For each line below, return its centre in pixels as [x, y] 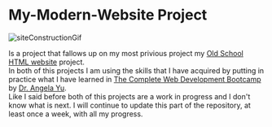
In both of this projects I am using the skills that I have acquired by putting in [136, 70]
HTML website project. [47, 62]
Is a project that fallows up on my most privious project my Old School [126, 53]
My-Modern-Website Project [108, 15]
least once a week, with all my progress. [76, 114]
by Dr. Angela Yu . [37, 88]
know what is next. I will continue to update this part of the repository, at [129, 105]
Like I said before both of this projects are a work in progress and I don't [129, 96]
